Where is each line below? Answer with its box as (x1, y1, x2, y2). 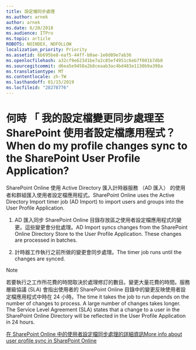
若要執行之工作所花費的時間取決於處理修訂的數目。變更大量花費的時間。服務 (6, 279, 190, 286)
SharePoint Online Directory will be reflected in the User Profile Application (6, 312, 186, 319)
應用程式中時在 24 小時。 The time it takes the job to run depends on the (16, 293, 190, 300)
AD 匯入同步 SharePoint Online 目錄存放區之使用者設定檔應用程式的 (14, 216, 177, 223)
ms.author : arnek (6, 14, 48, 20)
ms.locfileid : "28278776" (6, 85, 69, 91)
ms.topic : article (6, 36, 51, 42)
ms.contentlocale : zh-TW (6, 74, 66, 80)
